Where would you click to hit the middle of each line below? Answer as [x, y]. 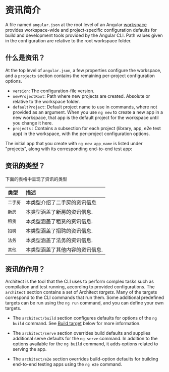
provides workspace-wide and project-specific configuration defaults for [81, 30]
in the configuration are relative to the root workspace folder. [69, 40]
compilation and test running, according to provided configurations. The [80, 287]
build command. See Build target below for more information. [76, 324]
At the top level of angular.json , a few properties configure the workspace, [83, 70]
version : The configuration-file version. [53, 91]
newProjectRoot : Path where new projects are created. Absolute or [81, 96]
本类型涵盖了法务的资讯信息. [59, 240]
